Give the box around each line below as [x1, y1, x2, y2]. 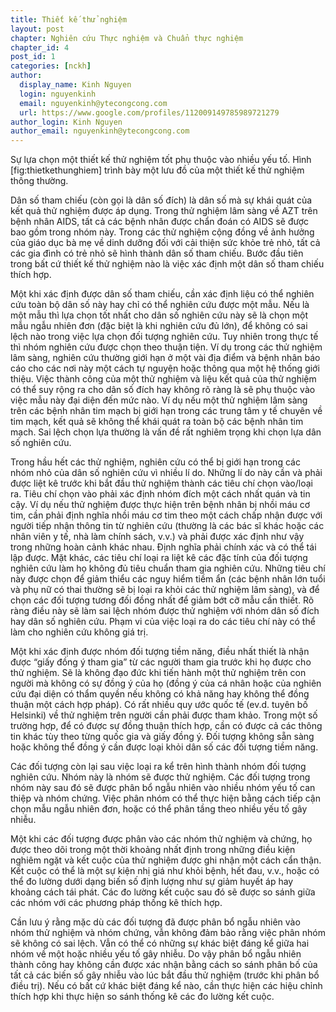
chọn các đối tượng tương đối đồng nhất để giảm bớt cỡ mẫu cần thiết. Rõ [10, 594, 315, 606]
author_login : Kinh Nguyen [10, 117, 123, 127]
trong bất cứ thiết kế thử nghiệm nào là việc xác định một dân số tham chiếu [10, 258, 325, 270]
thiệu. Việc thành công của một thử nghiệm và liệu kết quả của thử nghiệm [10, 373, 317, 385]
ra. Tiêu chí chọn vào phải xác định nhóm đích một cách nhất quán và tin [10, 488, 311, 500]
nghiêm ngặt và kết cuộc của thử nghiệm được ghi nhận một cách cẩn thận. [10, 854, 322, 866]
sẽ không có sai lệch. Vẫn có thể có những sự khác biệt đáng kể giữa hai [10, 937, 310, 950]
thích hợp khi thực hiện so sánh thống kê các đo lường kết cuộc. [10, 991, 275, 1003]
